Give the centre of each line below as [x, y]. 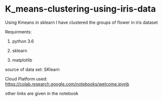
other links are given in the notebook [42, 93]
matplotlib [22, 60]
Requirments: [18, 32]
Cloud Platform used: [26, 79]
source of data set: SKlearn [32, 69]
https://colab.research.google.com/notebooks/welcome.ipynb [67, 84]
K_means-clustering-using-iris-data [81, 9]
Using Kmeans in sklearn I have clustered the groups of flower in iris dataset [81, 22]
